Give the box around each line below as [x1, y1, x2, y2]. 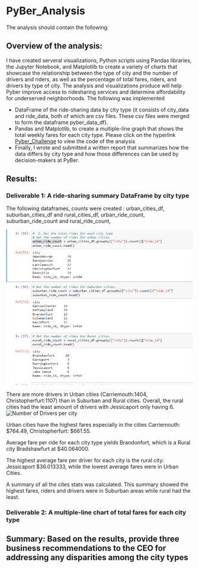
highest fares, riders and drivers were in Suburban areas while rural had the [6, 487, 191, 494]
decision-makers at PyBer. [14, 156, 80, 164]
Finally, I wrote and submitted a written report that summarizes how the [14, 144, 189, 151]
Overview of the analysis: [6, 41, 102, 51]
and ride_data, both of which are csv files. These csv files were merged [14, 112, 190, 119]
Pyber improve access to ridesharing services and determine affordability [6, 88, 185, 96]
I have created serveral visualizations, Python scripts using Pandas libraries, [6, 56, 192, 64]
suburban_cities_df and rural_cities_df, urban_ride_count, [6, 211, 145, 218]
